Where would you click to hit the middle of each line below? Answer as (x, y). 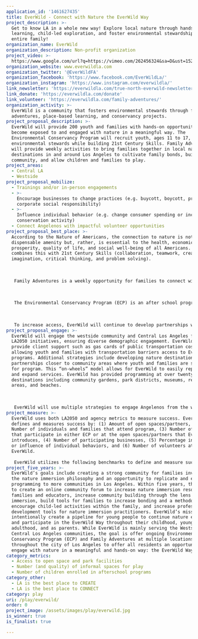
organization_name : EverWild (42, 45)
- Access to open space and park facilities (67, 561)
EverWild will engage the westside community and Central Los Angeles (100, 336)
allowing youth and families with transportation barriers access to (98, 352)
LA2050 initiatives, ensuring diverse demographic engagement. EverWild (103, 341)
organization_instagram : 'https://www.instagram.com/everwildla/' (89, 83)
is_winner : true (26, 616)
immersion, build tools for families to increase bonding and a (92, 501)
